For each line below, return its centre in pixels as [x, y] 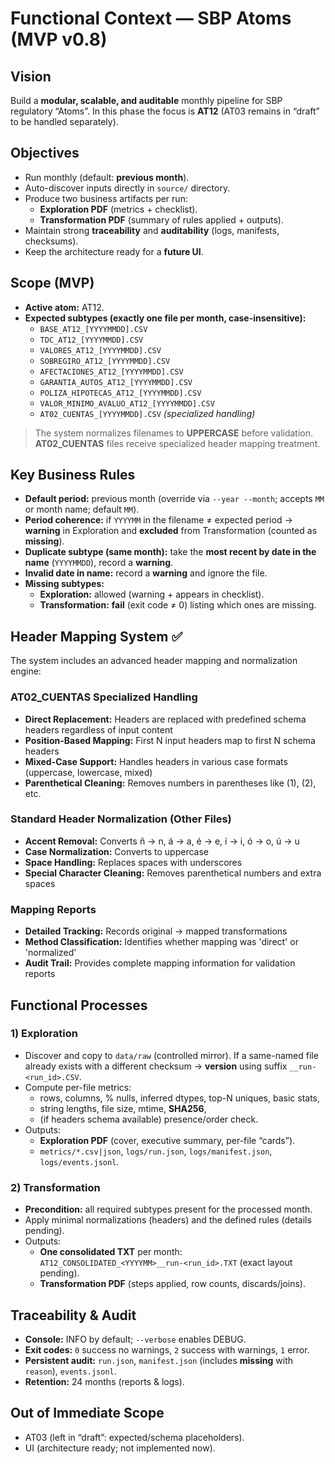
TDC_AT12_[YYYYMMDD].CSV [91, 340]
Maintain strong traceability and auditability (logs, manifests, [152, 230]
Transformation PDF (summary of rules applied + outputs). [161, 219]
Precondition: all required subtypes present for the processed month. [168, 1209]
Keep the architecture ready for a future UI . [114, 251]
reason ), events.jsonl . [70, 1371]
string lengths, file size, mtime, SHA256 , [123, 1108]
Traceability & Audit [73, 1315]
